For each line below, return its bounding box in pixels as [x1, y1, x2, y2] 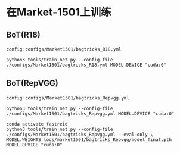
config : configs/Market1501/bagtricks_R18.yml [6, 45, 122, 52]
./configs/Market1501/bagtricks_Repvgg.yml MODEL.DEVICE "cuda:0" [6, 111, 175, 117]
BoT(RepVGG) [6, 78, 58, 88]
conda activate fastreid [6, 121, 68, 127]
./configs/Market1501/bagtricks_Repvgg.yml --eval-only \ [6, 132, 153, 138]
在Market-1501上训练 [6, 5, 111, 19]
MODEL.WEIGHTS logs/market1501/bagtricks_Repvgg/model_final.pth [6, 136, 172, 143]
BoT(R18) [6, 29, 41, 39]
